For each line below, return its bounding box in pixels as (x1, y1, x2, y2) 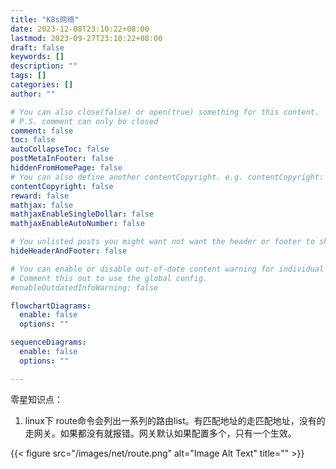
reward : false (10, 191, 70, 201)
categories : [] (10, 80, 74, 90)
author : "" (10, 89, 56, 99)
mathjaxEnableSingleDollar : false (10, 209, 155, 220)
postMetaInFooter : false (10, 154, 114, 164)
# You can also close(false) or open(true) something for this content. (10, 107, 320, 117)
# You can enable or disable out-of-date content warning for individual (10, 264, 325, 274)
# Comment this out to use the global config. (10, 273, 208, 283)
